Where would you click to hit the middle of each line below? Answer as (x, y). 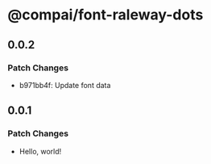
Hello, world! (40, 151)
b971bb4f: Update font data (65, 85)
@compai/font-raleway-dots (105, 15)
